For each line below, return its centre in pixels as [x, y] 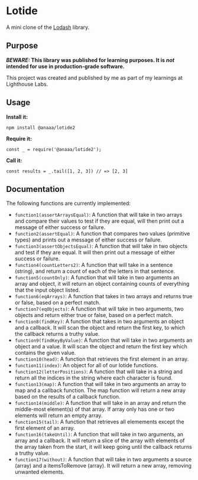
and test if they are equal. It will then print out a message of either [95, 253]
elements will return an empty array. [59, 416]
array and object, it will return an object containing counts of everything [102, 284]
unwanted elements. [40, 472]
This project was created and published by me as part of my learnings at [95, 77]
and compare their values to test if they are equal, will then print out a [99, 221]
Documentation [35, 189]
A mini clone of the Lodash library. [48, 27]
